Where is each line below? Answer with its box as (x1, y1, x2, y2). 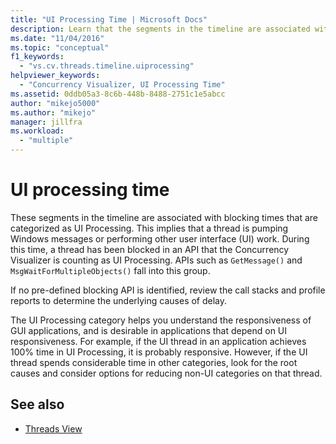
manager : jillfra (10, 117, 83, 127)
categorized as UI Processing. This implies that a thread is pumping (10, 222, 289, 234)
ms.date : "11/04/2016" (10, 33, 105, 43)
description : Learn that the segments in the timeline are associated (10, 24, 311, 34)
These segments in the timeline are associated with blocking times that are (10, 211, 318, 223)
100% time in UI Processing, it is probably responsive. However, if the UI (10, 346, 308, 358)
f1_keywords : (10, 52, 65, 62)
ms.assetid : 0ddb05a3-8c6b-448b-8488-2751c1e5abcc (10, 89, 226, 99)
